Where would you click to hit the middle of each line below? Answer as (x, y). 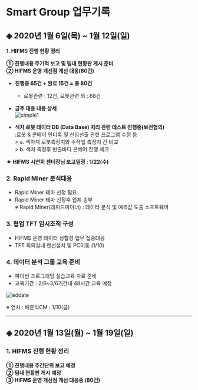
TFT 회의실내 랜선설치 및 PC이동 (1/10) (60, 245)
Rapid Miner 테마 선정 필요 (46, 193)
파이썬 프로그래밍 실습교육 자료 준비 (56, 276)
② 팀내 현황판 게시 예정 (34, 372)
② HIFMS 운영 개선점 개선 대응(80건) (50, 71)
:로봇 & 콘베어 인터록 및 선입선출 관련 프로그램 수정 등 (76, 134)
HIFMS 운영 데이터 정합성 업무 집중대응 (60, 238)
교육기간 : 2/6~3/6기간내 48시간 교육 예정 (63, 283)
